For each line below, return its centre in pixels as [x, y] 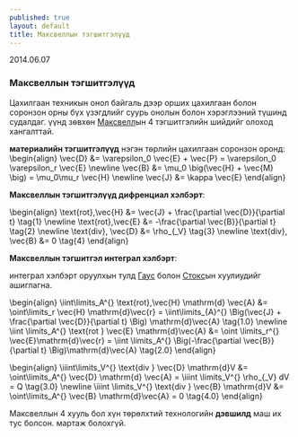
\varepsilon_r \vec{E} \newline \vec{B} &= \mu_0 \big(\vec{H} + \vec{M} [141, 168]
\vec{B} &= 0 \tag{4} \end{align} [69, 240]
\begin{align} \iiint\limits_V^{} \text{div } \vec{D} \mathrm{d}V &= [129, 367]
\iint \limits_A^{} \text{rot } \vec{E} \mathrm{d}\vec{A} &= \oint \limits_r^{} [145, 331]
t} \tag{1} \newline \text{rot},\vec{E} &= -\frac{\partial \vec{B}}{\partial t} [143, 222]
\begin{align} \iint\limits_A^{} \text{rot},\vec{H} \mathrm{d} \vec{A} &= [139, 302]
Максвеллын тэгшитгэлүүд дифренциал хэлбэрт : [107, 195]
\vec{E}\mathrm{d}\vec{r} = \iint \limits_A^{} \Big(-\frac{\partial [126, 340]
